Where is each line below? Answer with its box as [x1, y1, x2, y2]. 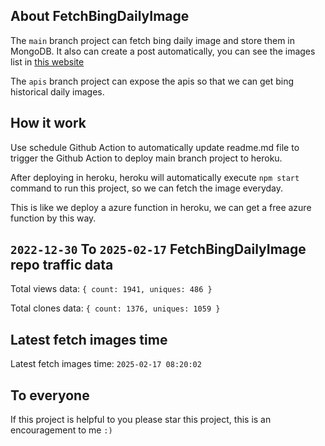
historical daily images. [10, 85, 105, 98]
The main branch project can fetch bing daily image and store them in [10, 34, 295, 46]
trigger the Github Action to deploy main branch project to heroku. [10, 152, 283, 164]
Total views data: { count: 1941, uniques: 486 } [10, 283, 213, 295]
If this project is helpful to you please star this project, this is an [10, 414, 272, 426]
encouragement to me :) [10, 424, 113, 436]
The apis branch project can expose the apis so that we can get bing [10, 75, 295, 87]
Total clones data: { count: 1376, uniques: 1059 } [10, 302, 221, 314]
